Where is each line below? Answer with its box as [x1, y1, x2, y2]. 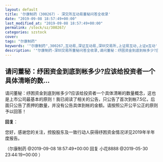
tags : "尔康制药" [5, 39, 37, 44]
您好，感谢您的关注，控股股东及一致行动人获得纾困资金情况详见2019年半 [5, 129, 151, 135]
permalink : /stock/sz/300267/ [5, 25, 66, 30]
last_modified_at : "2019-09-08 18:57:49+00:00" [5, 20, 103, 26]
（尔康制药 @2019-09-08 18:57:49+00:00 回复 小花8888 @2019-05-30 [5, 146, 148, 152]
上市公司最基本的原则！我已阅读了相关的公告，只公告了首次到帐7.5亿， [9, 96, 151, 102]
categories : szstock [5, 30, 47, 35]
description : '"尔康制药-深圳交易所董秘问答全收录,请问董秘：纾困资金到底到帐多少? [5, 48, 156, 53]
